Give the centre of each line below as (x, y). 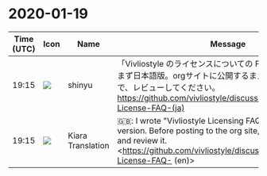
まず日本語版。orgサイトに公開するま (187, 75)
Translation (88, 145)
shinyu (80, 85)
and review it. (142, 140)
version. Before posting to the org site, (188, 130)
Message (228, 44)
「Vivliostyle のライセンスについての (185, 63)
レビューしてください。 (176, 87)
